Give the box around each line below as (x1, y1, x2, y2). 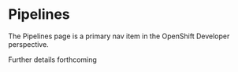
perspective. (8, 39, 49, 49)
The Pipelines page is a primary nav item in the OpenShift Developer (8, 31, 230, 41)
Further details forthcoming (8, 55, 97, 64)
